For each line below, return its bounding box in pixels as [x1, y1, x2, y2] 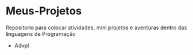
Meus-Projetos [5, 4, 82, 18]
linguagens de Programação [5, 30, 76, 37]
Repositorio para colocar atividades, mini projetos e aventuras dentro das [5, 24, 188, 31]
